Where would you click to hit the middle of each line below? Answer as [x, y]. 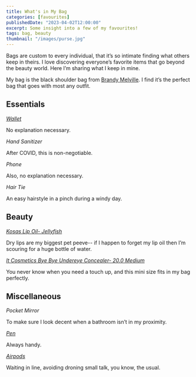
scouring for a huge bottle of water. [49, 249]
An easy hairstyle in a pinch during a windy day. [64, 199]
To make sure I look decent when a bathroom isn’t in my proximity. [87, 322]
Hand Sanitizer [24, 141]
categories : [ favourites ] [38, 17]
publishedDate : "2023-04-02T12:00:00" [54, 22]
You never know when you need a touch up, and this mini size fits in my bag [98, 272]
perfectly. [18, 278]
